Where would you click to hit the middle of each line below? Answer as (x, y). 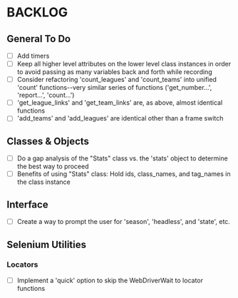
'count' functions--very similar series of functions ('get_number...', (114, 88)
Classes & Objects (48, 141)
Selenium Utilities (47, 244)
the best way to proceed (53, 166)
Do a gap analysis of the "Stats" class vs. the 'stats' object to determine (123, 158)
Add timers (33, 56)
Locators (22, 264)
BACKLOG (37, 12)
